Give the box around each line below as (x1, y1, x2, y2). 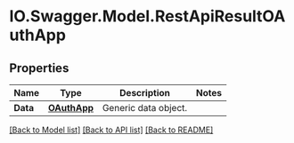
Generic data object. (102, 102, 188, 114)
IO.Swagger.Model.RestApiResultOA (9, 6, 286, 27)
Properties (9, 60, 69, 75)
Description (119, 87, 171, 99)
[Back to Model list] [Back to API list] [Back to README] (9, 124, 214, 135)
